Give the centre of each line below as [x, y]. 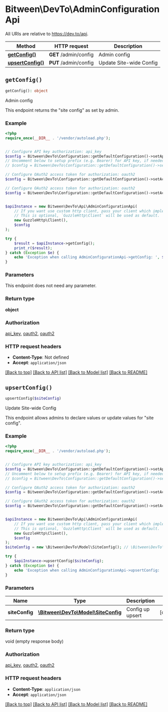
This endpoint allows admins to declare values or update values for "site [79, 418]
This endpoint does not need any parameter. [51, 286]
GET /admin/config [71, 55]
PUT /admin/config [71, 63]
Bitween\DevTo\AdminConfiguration [82, 9]
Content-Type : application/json [46, 689]
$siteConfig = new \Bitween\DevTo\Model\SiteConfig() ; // [67, 547]
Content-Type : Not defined [40, 357]
